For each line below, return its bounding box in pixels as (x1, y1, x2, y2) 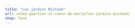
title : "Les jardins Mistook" (5, 7, 66, 12)
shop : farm (5, 16, 27, 20)
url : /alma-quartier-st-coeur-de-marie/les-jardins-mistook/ (5, 11, 131, 16)
